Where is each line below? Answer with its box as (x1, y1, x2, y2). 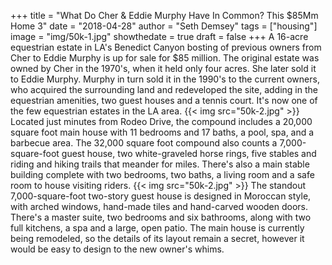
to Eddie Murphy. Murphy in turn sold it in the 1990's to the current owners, (10, 73, 320, 85)
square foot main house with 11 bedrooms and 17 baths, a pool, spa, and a (10, 126, 315, 138)
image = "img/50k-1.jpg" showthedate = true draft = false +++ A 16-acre (10, 31, 309, 42)
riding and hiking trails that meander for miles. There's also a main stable (10, 158, 310, 170)
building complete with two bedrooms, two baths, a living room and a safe (10, 169, 315, 180)
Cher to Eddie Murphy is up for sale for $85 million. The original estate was (10, 52, 320, 64)
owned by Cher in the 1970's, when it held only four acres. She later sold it (10, 63, 317, 74)
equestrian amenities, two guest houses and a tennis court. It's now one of (10, 95, 318, 106)
